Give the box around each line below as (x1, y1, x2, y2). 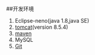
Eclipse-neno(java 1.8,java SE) (14, 17, 90, 24)
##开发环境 (6, 5, 34, 12)
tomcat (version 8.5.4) (14, 23, 69, 30)
